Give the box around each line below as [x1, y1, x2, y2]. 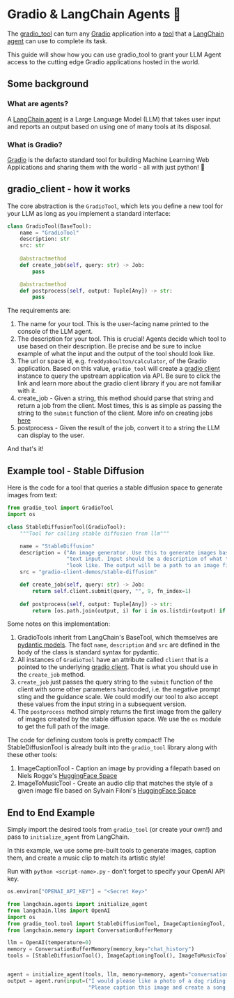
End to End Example [7, 807, 95, 819]
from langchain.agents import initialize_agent [7, 901, 148, 908]
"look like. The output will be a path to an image [66, 562, 219, 569]
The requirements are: [7, 307, 71, 315]
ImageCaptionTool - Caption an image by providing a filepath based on [17, 764, 221, 772]
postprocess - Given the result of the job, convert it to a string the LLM [17, 424, 221, 432]
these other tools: [7, 751, 58, 759]
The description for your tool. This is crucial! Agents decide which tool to [17, 335, 226, 343]
